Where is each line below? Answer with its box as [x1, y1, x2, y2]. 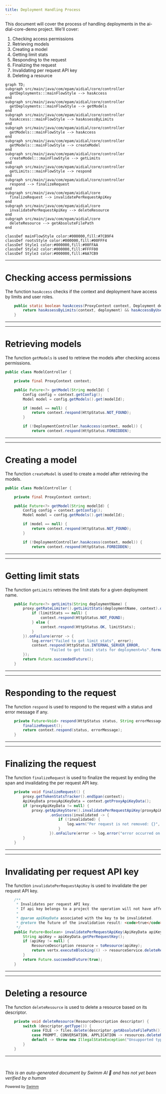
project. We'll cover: [38, 26, 79, 32]
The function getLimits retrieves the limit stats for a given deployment [5, 587, 148, 593]
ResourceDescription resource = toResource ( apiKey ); [31, 944, 142, 948]
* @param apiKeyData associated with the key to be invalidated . [16, 916, 154, 921]
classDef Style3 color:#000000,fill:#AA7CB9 [5, 251, 98, 256]
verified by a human [5, 1075, 46, 1081]
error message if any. [5, 709, 48, 715]
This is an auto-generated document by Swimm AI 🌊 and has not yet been [5, 1070, 157, 1076]
